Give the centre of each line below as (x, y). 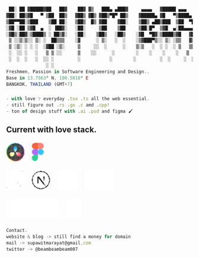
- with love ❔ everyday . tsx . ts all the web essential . (78, 99)
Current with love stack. (52, 130)
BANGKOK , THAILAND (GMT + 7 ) (39, 84)
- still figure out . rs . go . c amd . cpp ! (58, 105)
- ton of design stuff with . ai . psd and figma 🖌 (70, 112)
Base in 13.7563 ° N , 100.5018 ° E (47, 78)
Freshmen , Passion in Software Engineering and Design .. (78, 72)
